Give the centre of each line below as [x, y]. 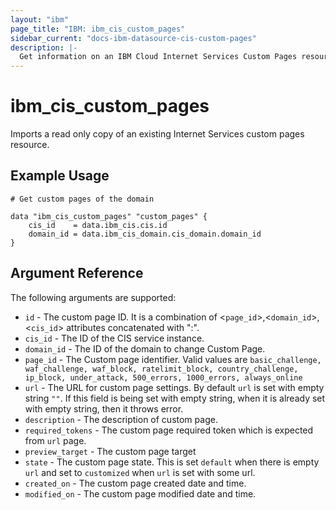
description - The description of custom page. [121, 419]
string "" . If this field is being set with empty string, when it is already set [175, 398]
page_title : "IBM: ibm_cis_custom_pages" [98, 29]
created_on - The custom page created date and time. [135, 483]
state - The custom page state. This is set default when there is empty [172, 462]
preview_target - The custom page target [110, 451]
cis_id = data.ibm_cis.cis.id [98, 225]
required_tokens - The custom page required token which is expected [169, 430]
